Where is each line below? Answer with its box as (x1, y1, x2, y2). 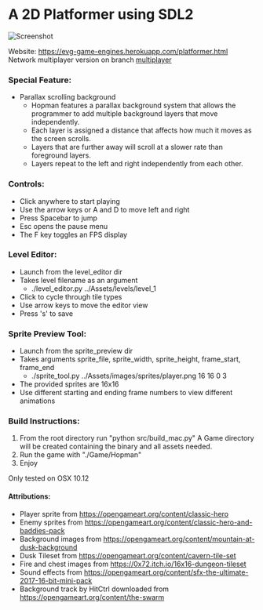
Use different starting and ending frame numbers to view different (19, 388, 233, 398)
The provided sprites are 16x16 (19, 379, 119, 389)
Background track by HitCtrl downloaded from (19, 584, 170, 594)
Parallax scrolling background (19, 93, 116, 102)
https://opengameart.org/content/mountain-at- (103, 534, 255, 543)
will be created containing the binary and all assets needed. (19, 441, 213, 452)
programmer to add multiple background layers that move (31, 109, 218, 118)
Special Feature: (8, 74, 72, 85)
